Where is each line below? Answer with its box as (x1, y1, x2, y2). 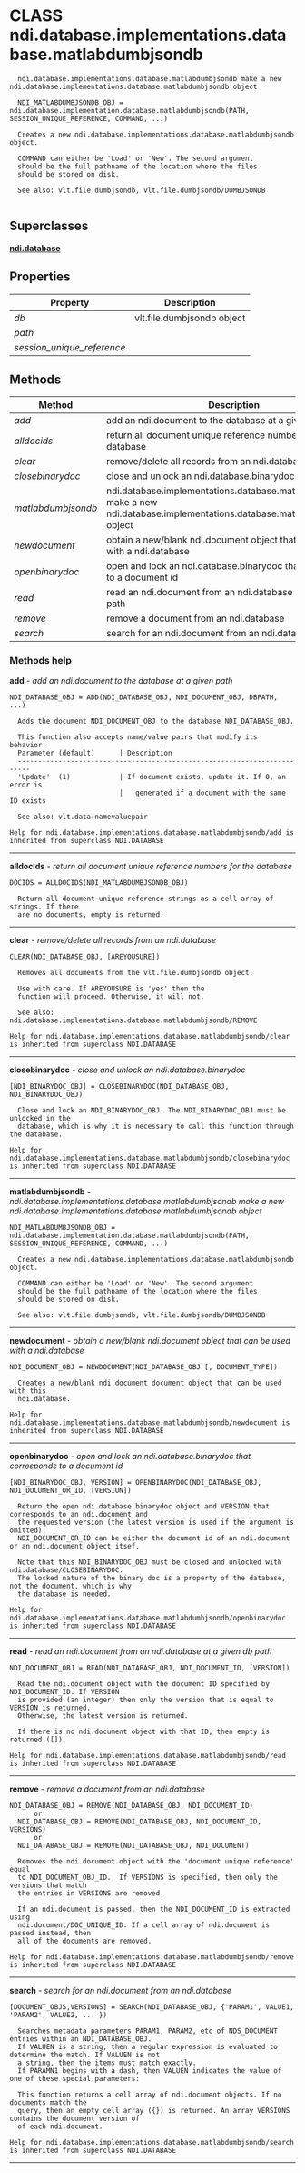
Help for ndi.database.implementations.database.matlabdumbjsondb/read (9, 1751, 286, 1760)
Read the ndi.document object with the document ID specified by (17, 1679, 271, 1689)
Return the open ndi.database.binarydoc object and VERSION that (17, 1501, 271, 1511)
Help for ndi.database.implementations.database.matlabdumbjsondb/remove (9, 1952, 295, 1962)
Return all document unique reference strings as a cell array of (17, 894, 274, 903)
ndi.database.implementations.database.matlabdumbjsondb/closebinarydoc (9, 1153, 290, 1163)
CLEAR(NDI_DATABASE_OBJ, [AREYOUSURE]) (9, 952, 161, 961)
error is (9, 780, 43, 789)
